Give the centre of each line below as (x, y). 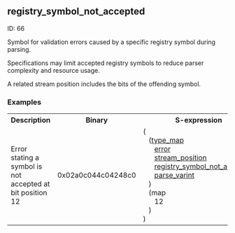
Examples (24, 102)
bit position (29, 193)
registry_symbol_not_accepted (76, 12)
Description (31, 120)
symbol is (27, 167)
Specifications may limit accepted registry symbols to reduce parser (106, 63)
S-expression (199, 120)
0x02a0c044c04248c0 (97, 176)
